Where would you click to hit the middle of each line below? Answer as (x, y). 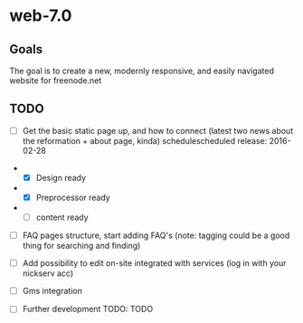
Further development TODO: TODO (88, 309)
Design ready (61, 177)
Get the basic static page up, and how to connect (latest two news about (158, 130)
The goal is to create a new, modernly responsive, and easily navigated (142, 71)
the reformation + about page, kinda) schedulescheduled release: (145, 140)
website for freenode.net (56, 81)
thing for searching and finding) (81, 246)
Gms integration (52, 291)
